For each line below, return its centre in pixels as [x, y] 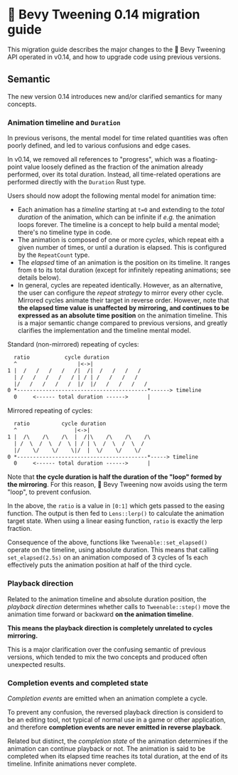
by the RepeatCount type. [54, 255]
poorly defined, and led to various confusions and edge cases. [99, 146]
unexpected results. [37, 664]
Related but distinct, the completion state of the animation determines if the [118, 741]
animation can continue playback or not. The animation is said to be [107, 748]
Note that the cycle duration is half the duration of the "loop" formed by [115, 477]
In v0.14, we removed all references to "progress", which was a [99, 159]
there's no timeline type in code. [65, 232]
